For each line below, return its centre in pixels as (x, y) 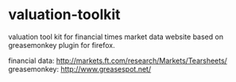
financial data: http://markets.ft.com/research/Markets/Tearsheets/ (118, 61)
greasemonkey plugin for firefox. (62, 45)
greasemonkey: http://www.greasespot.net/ (80, 68)
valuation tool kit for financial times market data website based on (116, 37)
